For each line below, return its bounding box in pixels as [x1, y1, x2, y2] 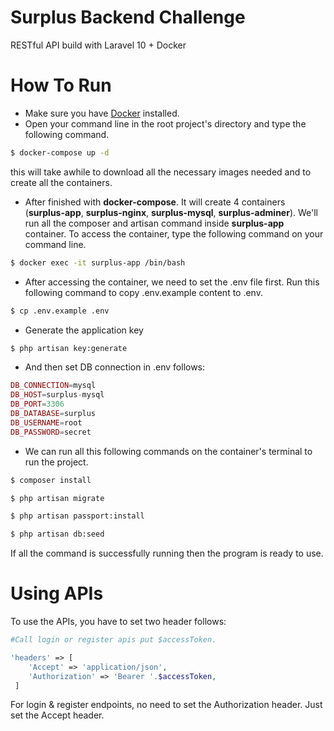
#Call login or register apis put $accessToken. [10, 635, 217, 645]
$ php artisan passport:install [10, 511, 145, 521]
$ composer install [10, 475, 92, 485]
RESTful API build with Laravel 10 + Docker [10, 39, 187, 51]
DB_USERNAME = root [10, 417, 83, 428]
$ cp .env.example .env [10, 306, 110, 316]
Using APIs [10, 582, 104, 605]
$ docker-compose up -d [10, 147, 110, 158]
